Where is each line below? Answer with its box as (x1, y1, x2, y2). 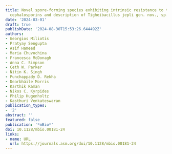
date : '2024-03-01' (5, 17, 47, 22)
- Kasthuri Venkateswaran (5, 98, 60, 103)
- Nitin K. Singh (5, 70, 42, 75)
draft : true (5, 22, 31, 27)
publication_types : (5, 103, 47, 108)
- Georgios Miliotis (5, 36, 50, 42)
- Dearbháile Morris (5, 79, 50, 84)
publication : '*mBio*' (5, 122, 54, 127)
